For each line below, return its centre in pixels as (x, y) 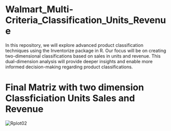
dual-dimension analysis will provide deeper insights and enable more (79, 61)
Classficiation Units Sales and (70, 98)
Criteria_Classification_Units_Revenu (86, 20)
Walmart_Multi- (39, 9)
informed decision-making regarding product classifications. (69, 67)
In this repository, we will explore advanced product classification (74, 45)
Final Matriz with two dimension (75, 87)
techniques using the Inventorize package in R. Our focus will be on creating (86, 50)
